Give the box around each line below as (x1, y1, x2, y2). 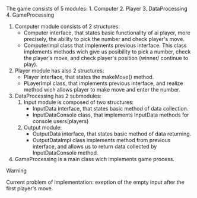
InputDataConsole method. (32, 149, 99, 156)
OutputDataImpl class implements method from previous (32, 137, 171, 143)
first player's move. (6, 185, 53, 192)
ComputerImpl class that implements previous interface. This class (23, 42, 187, 49)
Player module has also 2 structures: (14, 67, 104, 74)
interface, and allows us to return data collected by (32, 143, 157, 150)
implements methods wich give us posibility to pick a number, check (23, 48, 191, 55)
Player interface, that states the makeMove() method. (23, 74, 154, 80)
